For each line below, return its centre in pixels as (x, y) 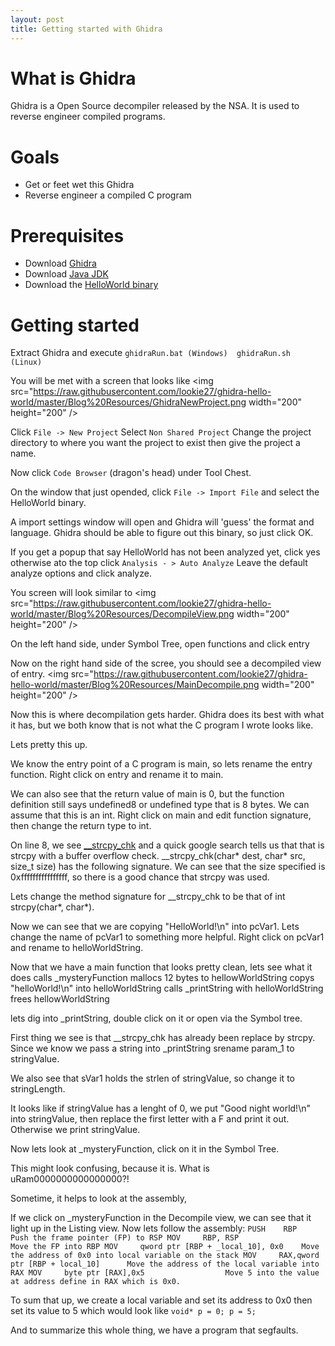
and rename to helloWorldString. (77, 948)
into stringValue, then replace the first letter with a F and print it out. (150, 1119)
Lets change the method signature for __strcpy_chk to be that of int (148, 897)
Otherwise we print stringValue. (75, 1130)
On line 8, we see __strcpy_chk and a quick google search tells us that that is (167, 845)
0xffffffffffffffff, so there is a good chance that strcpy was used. (140, 877)
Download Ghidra (60, 263)
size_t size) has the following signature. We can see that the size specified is (168, 867)
